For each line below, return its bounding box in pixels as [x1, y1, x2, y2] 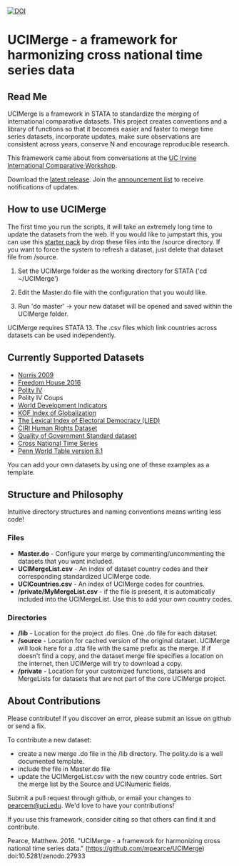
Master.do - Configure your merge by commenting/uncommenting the [17, 549, 225, 557]
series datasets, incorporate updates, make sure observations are [7, 132, 201, 141]
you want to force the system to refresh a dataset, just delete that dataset [7, 245, 223, 254]
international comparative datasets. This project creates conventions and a [7, 117, 228, 125]
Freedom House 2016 [17, 378, 81, 387]
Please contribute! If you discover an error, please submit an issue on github [7, 714, 232, 722]
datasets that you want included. [17, 557, 114, 565]
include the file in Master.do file [17, 765, 111, 773]
